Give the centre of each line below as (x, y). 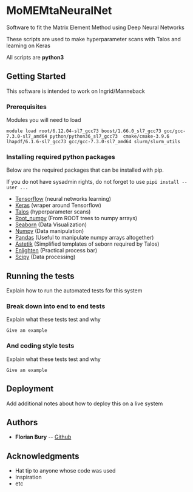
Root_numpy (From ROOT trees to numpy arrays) (76, 218)
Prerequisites (26, 107)
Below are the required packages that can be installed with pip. (85, 170)
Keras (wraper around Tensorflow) (58, 205)
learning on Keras (28, 45)
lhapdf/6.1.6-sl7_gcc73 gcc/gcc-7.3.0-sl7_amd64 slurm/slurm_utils (93, 142)
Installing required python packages (61, 157)
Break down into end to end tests (56, 306)
